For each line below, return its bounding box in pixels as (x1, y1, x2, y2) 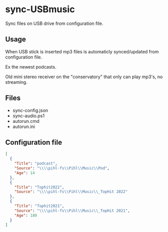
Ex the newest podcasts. (5, 63, 57, 70)
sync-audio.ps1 (12, 113, 45, 119)
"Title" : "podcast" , (14, 161, 58, 166)
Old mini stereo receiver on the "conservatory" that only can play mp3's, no (5, 74, 163, 80)
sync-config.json (12, 107, 49, 113)
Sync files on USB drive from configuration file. (5, 20, 104, 26)
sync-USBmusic (5, 4, 75, 15)
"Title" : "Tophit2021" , (14, 204, 65, 209)
